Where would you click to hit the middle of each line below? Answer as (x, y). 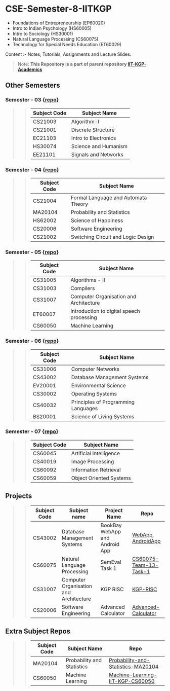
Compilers (83, 288)
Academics (30, 69)
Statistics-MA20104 (134, 667)
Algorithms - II (88, 280)
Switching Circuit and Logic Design (112, 237)
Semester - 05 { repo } (32, 252)
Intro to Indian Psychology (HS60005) (52, 28)
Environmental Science (99, 385)
